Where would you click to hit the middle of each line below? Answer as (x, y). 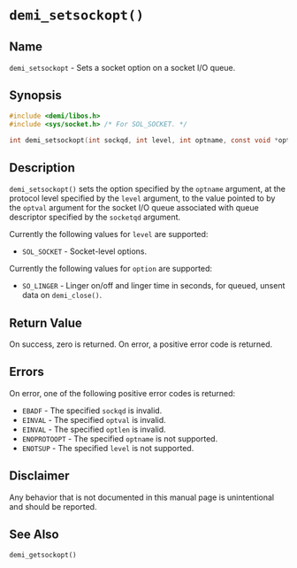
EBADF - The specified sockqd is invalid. (92, 411)
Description (42, 168)
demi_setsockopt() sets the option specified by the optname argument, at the (147, 189)
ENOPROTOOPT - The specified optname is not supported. (120, 438)
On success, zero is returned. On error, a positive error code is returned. (141, 344)
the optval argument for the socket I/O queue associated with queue (134, 208)
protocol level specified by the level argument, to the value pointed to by (142, 198)
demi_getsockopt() (43, 555)
